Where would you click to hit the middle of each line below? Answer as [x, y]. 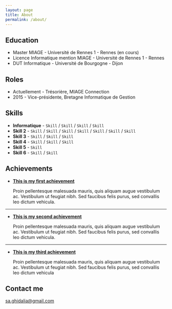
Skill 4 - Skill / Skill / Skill [43, 141]
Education [22, 40]
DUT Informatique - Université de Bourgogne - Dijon [68, 63]
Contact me [24, 289]
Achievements [29, 169]
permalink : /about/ [26, 19]
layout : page [19, 10]
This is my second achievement [47, 216]
